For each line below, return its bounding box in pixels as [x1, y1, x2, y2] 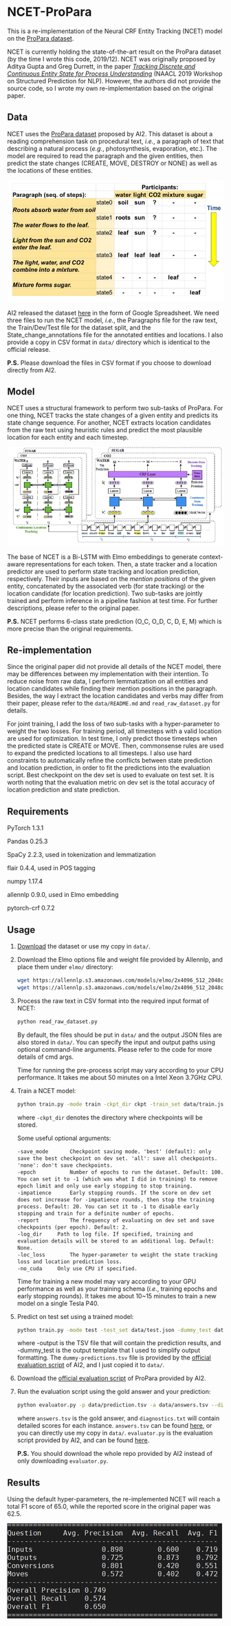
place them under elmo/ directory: [16, 963, 113, 971]
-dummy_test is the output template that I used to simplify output [16, 1347, 201, 1355]
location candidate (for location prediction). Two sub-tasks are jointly [7, 589, 203, 598]
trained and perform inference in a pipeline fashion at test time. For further [7, 596, 218, 604]
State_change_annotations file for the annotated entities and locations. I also [7, 330, 223, 339]
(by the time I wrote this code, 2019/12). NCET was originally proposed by [7, 54, 216, 63]
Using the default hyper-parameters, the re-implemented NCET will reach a [7, 1495, 221, 1503]
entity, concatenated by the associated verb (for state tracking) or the [7, 582, 205, 590]
